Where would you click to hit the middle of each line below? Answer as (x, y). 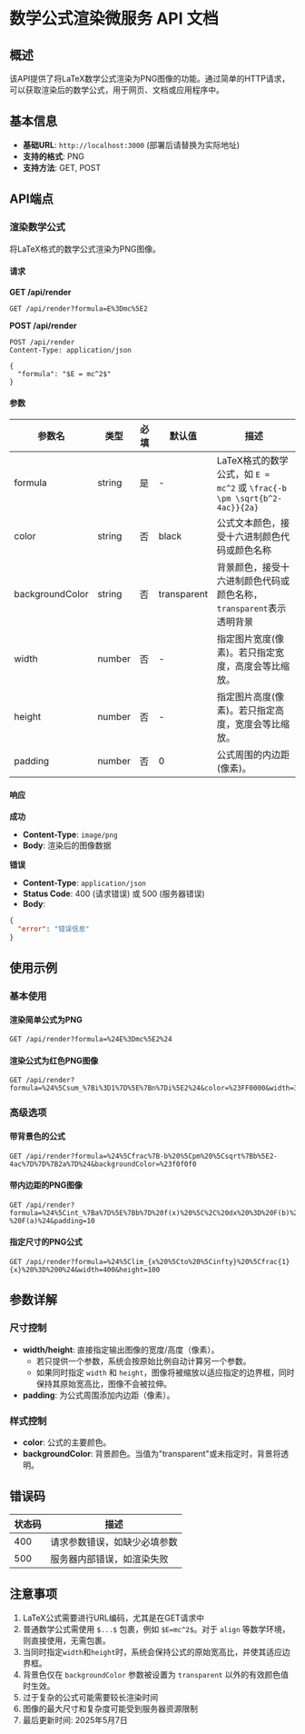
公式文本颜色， (249, 523)
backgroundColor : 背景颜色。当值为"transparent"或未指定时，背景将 (152, 1453)
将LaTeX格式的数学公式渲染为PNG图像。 (85, 249)
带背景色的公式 (37, 1136)
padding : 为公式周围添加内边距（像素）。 (98, 1395)
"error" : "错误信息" (54, 929)
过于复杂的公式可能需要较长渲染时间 (90, 1697)
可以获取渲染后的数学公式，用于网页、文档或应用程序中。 (117, 90)
